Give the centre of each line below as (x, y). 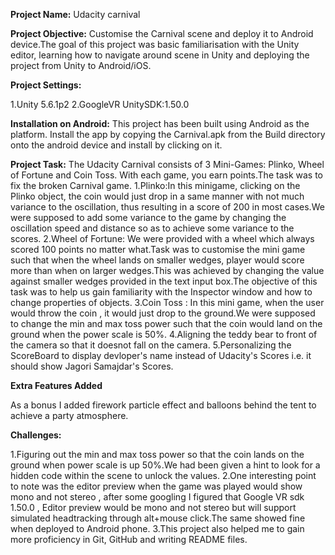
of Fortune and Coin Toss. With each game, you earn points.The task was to (166, 175)
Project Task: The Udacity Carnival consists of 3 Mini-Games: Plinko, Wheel (167, 164)
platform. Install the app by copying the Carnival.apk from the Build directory (168, 134)
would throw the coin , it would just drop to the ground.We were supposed (163, 313)
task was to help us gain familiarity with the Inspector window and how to (161, 292)
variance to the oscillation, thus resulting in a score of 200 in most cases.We (167, 207)
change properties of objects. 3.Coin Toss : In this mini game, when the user (167, 302)
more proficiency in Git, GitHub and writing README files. (129, 539)
